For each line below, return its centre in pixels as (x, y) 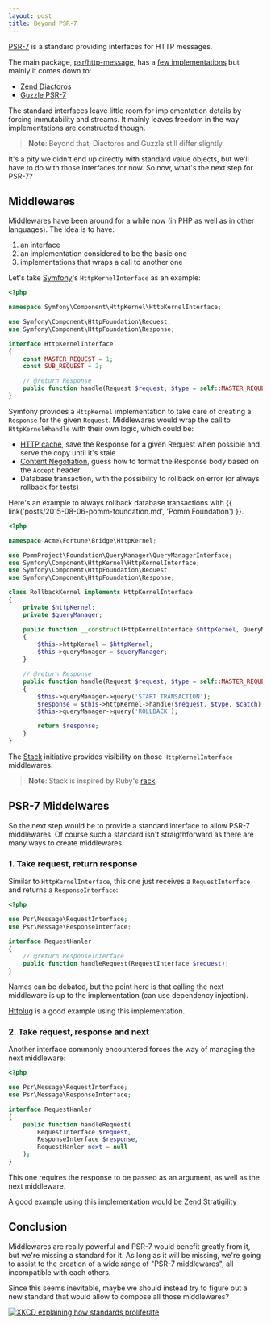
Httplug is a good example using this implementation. (97, 1011)
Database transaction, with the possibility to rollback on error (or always (140, 478)
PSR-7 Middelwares (59, 806)
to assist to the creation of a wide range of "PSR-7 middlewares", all (121, 1264)
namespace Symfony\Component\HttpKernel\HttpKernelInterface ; (115, 308)
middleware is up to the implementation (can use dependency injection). (128, 996)
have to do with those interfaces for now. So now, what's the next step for (131, 167)
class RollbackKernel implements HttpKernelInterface (101, 593)
